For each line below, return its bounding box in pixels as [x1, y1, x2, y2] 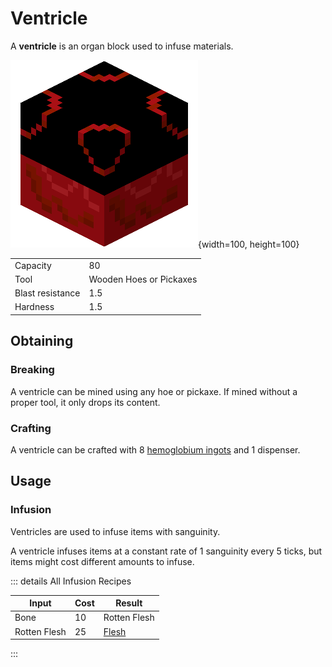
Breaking [10, 363, 55, 377]
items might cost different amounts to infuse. [10, 555, 195, 567]
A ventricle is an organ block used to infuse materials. [10, 40, 234, 52]
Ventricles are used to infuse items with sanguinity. [10, 525, 221, 537]
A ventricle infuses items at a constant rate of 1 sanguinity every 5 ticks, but [10, 545, 323, 557]
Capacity [14, 259, 52, 271]
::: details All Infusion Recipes [10, 575, 132, 587]
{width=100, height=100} [198, 238, 300, 250]
